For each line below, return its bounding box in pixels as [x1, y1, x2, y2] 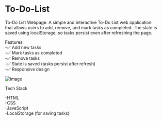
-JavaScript [5, 105, 29, 111]
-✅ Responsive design [5, 66, 50, 72]
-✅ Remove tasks [5, 55, 40, 61]
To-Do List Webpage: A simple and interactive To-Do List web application [5, 19, 152, 25]
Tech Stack [5, 85, 28, 91]
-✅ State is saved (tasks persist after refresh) [5, 61, 96, 67]
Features [5, 39, 23, 45]
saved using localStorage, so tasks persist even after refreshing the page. [5, 30, 153, 35]
